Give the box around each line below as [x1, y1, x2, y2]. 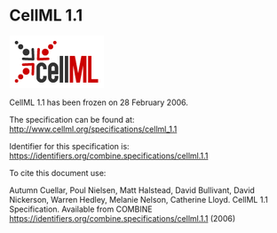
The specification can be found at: [9, 114, 135, 125]
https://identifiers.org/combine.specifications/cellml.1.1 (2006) [9, 213, 236, 223]
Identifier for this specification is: [9, 141, 131, 151]
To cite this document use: [9, 167, 107, 178]
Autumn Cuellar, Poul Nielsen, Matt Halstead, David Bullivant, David [9, 184, 256, 196]
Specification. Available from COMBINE [9, 204, 153, 214]
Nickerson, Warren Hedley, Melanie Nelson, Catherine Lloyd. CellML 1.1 [9, 194, 268, 205]
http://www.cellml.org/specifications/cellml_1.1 [9, 124, 178, 134]
